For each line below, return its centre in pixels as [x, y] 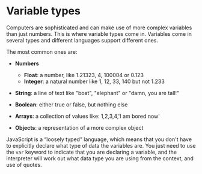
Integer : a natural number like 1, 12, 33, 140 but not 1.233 [94, 81]
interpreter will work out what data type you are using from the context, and [100, 158]
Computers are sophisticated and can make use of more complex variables [99, 28]
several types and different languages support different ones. [82, 40]
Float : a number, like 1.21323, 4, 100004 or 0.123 [84, 75]
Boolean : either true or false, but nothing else [71, 104]
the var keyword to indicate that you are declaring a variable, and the [92, 152]
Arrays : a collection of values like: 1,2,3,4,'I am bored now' [87, 116]
